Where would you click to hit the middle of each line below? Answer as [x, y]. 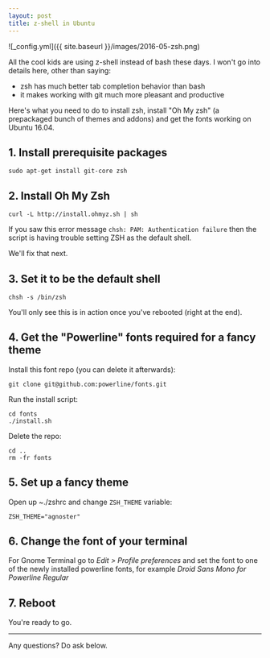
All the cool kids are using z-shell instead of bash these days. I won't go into [135, 62]
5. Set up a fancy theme [69, 483]
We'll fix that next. [38, 254]
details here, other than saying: [59, 70]
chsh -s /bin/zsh [37, 297]
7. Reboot [32, 603]
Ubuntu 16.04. [31, 127]
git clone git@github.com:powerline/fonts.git [88, 384]
